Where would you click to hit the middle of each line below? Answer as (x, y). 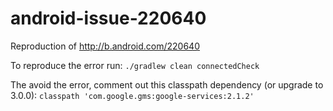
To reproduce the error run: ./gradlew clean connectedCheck (135, 65)
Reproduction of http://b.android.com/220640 (105, 46)
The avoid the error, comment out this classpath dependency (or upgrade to (167, 84)
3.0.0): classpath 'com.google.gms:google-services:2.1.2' (132, 95)
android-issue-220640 (108, 18)
